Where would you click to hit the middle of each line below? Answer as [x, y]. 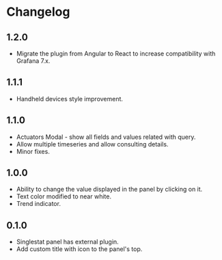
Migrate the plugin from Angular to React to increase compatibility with [116, 53]
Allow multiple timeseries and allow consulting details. [92, 144]
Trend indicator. [38, 204]
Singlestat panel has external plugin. [67, 242]
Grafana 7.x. [33, 61]
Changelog [38, 12]
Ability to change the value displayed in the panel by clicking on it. [109, 190]
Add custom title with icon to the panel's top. [79, 249]
